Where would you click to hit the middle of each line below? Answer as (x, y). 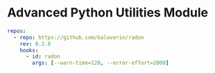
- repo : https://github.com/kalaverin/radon (79, 37)
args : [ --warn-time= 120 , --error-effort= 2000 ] (101, 63)
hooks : (29, 50)
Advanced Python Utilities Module (108, 13)
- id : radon (43, 56)
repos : (17, 31)
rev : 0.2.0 (35, 44)
